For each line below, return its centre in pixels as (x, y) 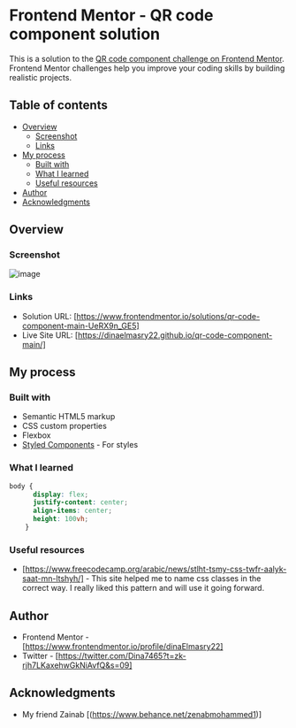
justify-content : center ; (80, 502)
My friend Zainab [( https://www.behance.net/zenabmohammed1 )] (142, 714)
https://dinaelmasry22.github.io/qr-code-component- (175, 335)
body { (21, 486)
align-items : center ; (72, 511)
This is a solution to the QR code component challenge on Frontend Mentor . (147, 58)
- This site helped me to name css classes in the (173, 579)
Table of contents (58, 106)
